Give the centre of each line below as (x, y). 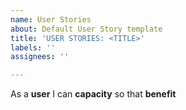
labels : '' (33, 47)
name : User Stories (51, 19)
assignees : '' (40, 57)
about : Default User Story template (86, 29)
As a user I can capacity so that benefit (93, 94)
